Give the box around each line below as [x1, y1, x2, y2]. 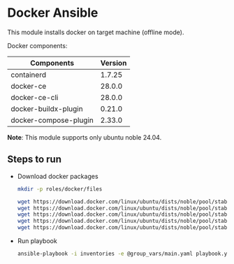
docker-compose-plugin [10, 115, 94, 125]
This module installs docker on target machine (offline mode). [7, 28, 184, 36]
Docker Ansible [7, 5, 98, 21]
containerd [10, 70, 47, 80]
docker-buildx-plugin [10, 103, 83, 113]
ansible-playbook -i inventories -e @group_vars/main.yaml [17, 250, 193, 257]
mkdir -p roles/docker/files [17, 185, 103, 193]
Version [100, 58, 127, 68]
